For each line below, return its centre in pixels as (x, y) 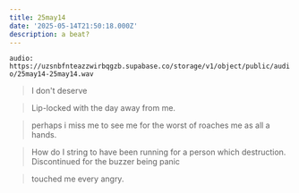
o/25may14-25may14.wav (51, 74)
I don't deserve (59, 91)
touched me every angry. (77, 179)
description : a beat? (50, 34)
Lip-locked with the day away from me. (103, 108)
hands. (44, 135)
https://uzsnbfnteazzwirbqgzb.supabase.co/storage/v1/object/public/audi (150, 67)
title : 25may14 (38, 17)
